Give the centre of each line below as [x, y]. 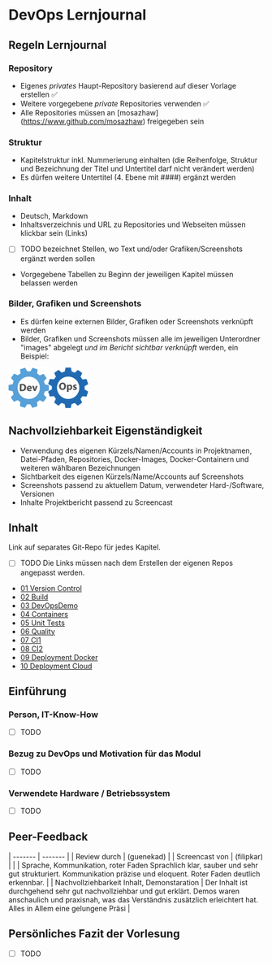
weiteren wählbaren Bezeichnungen [80, 467]
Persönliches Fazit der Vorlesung [94, 934]
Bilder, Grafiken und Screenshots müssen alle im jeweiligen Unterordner [140, 338]
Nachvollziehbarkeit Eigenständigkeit [106, 431]
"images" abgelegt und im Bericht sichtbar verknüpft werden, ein [129, 347]
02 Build [34, 597]
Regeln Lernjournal [58, 45]
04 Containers [44, 614]
